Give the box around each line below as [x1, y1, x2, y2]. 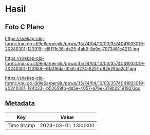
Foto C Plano [5, 23, 44, 31]
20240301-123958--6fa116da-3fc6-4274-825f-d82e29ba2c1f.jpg [5, 66, 136, 71]
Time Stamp [7, 122, 36, 129]
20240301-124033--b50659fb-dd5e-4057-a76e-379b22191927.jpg [5, 85, 141, 91]
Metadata [5, 100, 35, 108]
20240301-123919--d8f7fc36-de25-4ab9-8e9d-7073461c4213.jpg [5, 46, 139, 51]
